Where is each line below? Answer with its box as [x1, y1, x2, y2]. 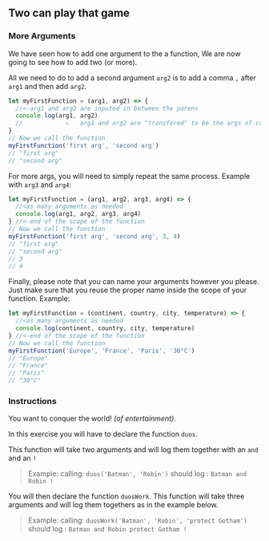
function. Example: [8, 294, 70, 303]
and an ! [8, 454, 37, 463]
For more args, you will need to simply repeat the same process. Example [8, 171, 251, 181]
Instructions [8, 395, 58, 406]
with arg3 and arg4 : [8, 180, 72, 189]
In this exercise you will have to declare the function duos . [8, 429, 199, 439]
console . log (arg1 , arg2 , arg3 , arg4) [15, 210, 142, 218]
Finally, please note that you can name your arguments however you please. [8, 277, 259, 287]
